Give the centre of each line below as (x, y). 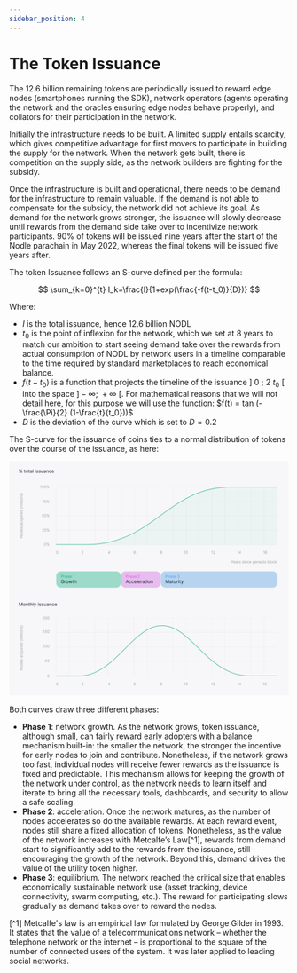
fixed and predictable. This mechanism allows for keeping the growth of (153, 774)
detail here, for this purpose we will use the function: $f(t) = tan (138, 403)
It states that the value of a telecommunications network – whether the (138, 933)
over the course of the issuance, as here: (84, 449)
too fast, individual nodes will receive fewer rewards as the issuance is (151, 764)
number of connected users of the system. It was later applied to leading (142, 952)
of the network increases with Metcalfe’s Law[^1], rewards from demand (154, 840)
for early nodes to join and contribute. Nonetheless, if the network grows (155, 755)
